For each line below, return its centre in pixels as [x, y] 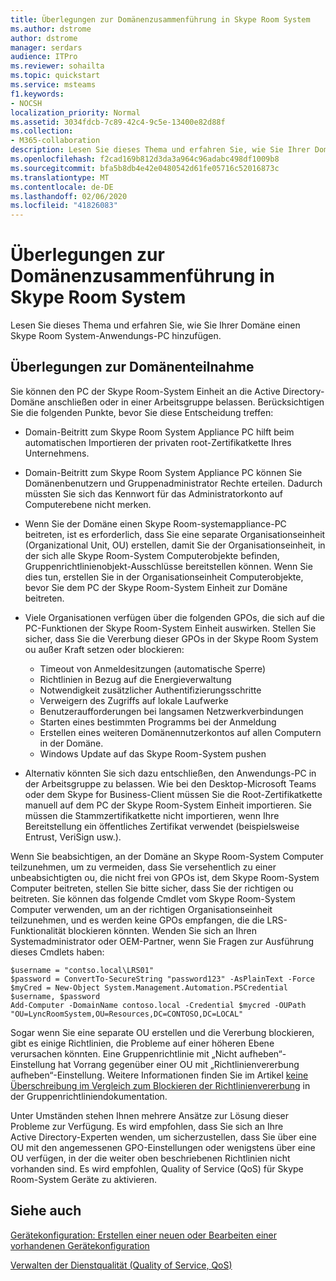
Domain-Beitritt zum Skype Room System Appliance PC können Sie [163, 472]
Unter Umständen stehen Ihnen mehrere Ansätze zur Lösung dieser [149, 1115]
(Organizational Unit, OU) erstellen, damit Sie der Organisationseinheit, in [175, 545]
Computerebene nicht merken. [88, 504]
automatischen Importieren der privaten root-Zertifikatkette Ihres [158, 442]
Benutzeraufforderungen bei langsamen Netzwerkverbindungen [171, 711]
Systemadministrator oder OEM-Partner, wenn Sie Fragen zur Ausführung [162, 941]
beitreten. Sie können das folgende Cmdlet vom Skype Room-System [153, 898]
